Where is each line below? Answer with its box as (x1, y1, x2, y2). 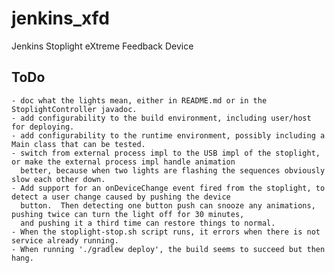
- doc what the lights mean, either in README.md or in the (11, 95, 268, 106)
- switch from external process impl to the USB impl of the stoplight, (11, 148, 321, 158)
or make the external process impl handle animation (11, 157, 236, 167)
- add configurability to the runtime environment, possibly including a (11, 130, 326, 141)
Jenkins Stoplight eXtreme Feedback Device (11, 40, 194, 52)
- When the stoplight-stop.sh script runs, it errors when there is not (11, 227, 321, 237)
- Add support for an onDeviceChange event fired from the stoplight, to (11, 183, 326, 193)
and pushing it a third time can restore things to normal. (20, 218, 276, 228)
